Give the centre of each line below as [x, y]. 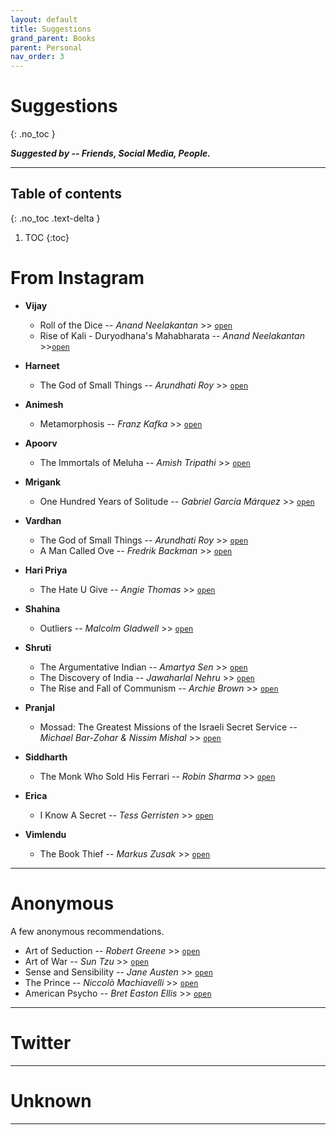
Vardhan [43, 520]
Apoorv [41, 443]
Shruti [38, 647]
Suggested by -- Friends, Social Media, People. [110, 153]
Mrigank [43, 482]
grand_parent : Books [53, 38]
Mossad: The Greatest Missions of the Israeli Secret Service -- [168, 727]
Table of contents [66, 194]
